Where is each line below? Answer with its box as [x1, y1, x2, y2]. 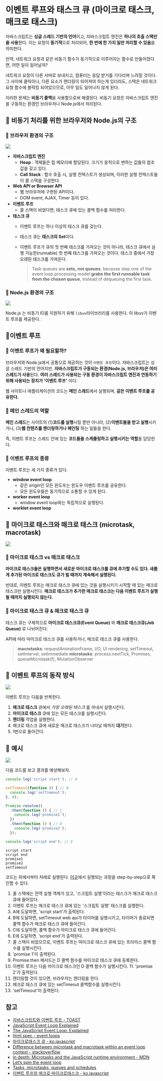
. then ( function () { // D [10, 821, 63, 826]
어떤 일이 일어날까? [12, 62, 48, 68]
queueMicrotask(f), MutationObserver [17, 656, 94, 662]
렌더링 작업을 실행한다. [12, 717, 56, 722]
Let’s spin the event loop [12, 1059, 62, 1065]
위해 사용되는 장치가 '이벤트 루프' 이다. [5, 377, 78, 383]
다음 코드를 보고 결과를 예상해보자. [5, 767, 70, 773]
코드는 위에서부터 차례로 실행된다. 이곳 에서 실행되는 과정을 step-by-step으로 [5, 874, 151, 880]
